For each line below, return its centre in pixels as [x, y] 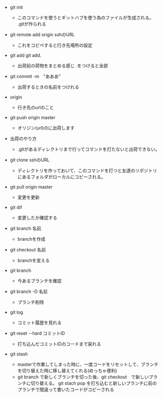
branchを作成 [31, 239]
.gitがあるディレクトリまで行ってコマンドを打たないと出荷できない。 [89, 149]
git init [16, 7]
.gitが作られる [32, 24]
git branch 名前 [26, 228]
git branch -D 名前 [29, 291]
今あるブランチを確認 [39, 281]
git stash [19, 354]
